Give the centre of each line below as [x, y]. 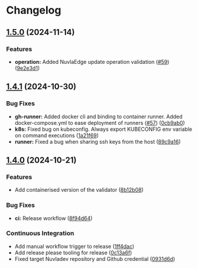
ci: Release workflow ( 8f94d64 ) [53, 218]
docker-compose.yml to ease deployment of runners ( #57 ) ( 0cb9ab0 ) [100, 122]
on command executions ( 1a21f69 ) [57, 135]
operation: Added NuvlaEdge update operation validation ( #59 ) [92, 62]
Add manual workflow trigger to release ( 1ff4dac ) [74, 246]
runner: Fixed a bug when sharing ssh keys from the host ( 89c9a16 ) [98, 141]
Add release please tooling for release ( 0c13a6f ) [73, 253]
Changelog [34, 10]
